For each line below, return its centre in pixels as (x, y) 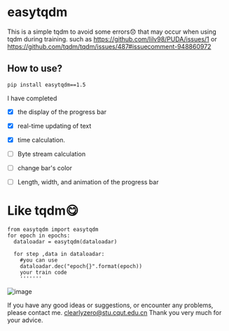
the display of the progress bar (62, 112)
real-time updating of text (54, 126)
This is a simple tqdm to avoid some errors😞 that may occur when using (112, 32)
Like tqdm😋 (43, 211)
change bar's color (44, 168)
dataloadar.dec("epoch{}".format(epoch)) (81, 266)
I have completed (32, 98)
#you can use (39, 260)
